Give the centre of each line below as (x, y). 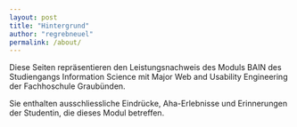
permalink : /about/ (45, 42)
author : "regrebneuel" (51, 34)
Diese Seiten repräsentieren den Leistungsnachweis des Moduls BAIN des (146, 67)
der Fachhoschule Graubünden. (68, 86)
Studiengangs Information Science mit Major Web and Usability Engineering (148, 77)
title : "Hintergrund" (49, 26)
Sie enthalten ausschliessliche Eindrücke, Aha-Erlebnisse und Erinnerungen (148, 104)
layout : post (33, 17)
